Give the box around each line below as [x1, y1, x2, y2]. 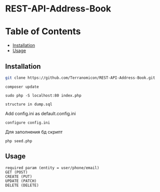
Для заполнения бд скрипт [5, 129, 63, 135]
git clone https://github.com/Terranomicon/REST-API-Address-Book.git [5, 75, 155, 80]
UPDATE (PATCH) [5, 178, 37, 184]
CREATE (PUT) [5, 174, 32, 179]
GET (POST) [5, 170, 28, 175]
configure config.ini [5, 120, 50, 125]
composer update [5, 84, 39, 89]
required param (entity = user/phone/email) [5, 165, 99, 170]
